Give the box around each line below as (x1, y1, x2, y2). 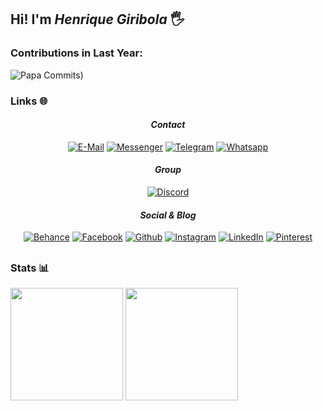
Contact (150, 119, 186, 131)
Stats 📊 (10, 261, 50, 275)
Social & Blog (139, 209, 197, 221)
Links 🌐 (10, 94, 48, 108)
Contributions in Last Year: (10, 46, 143, 60)
